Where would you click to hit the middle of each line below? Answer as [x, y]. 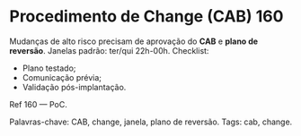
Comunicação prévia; [62, 77]
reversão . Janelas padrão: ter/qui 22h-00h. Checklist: [109, 50]
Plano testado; [49, 68]
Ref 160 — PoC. [38, 104]
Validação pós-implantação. [74, 87]
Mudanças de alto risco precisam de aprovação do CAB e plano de [134, 41]
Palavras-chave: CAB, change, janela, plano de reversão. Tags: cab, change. [151, 122]
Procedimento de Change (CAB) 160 [146, 17]
